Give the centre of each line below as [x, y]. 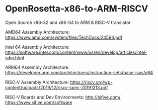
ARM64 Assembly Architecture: [37, 67]
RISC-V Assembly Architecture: [37, 82]
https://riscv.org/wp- [91, 82]
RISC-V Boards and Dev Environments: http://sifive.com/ [63, 97]
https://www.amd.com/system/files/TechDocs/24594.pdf [64, 37]
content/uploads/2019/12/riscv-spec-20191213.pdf [57, 87]
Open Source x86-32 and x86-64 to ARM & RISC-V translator [68, 22]
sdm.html [15, 57]
